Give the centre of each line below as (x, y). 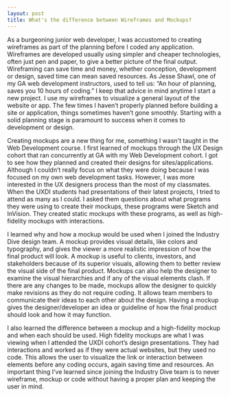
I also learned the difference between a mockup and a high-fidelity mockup (114, 328)
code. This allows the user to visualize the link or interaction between (105, 357)
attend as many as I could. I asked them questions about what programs (109, 199)
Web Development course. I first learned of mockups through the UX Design (115, 148)
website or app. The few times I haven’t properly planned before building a (113, 105)
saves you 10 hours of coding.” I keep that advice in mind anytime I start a (112, 91)
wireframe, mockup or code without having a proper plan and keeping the (112, 379)
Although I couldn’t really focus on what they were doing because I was (108, 170)
